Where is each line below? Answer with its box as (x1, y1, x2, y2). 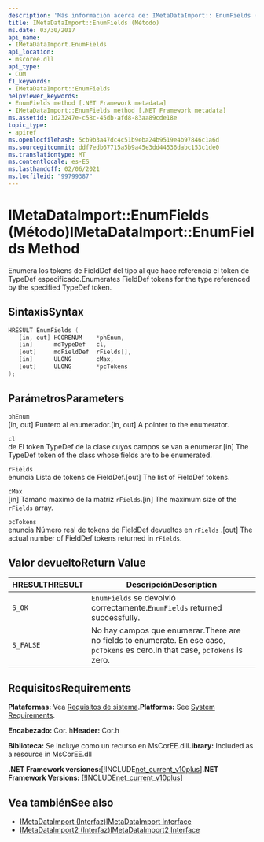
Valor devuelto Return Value (8, 556, 147, 569)
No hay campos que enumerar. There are (91, 625, 241, 636)
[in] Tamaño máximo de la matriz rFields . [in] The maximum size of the (8, 494, 237, 504)
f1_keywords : (8, 77, 51, 85)
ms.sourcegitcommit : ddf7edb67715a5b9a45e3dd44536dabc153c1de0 (8, 143, 220, 151)
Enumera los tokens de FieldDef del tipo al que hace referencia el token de (8, 265, 250, 275)
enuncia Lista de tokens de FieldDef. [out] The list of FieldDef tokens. (8, 472, 230, 482)
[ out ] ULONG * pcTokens (18, 363, 128, 371)
